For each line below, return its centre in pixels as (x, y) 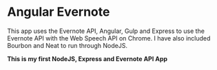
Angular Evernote (59, 12)
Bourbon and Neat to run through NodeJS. (67, 45)
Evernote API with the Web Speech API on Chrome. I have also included (109, 38)
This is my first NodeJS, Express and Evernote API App (87, 58)
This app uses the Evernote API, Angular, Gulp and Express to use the (106, 31)
